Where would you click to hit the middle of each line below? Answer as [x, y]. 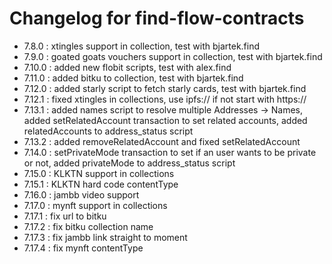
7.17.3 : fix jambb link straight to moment [105, 237]
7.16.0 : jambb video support [81, 194]
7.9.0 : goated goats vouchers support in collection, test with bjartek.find [173, 56]
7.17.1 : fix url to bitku [65, 216]
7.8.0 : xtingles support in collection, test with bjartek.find [142, 46]
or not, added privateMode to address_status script [129, 163]
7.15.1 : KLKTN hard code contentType [101, 184]
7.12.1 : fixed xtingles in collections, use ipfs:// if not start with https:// [165, 99]
